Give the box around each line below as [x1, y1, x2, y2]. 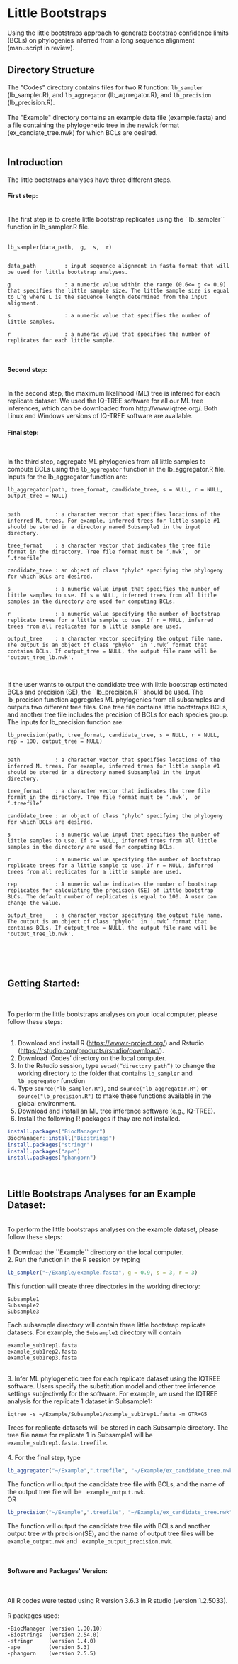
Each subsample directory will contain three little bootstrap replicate [7, 1321, 207, 1329]
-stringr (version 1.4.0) [7, 1638, 97, 1645]
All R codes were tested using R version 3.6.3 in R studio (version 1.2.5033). [7, 1597, 228, 1604]
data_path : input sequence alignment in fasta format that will [7, 262, 230, 269]
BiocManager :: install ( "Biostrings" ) [7, 1134, 115, 1141]
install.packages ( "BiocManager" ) [7, 1128, 106, 1135]
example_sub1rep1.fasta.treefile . [7, 1438, 108, 1447]
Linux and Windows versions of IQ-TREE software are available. [7, 411, 193, 420]
